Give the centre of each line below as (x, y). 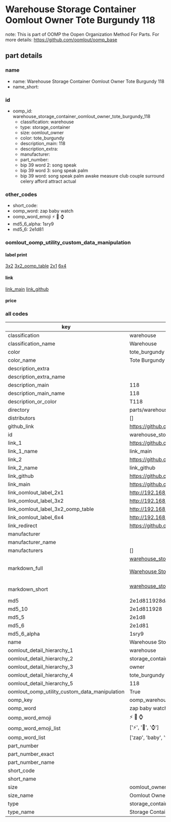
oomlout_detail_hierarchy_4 (40, 675)
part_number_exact (31, 754)
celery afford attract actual (48, 181)
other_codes (21, 194)
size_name (21, 796)
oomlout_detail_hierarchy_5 (40, 684)
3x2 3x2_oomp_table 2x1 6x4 (36, 266)
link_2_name (23, 468)
